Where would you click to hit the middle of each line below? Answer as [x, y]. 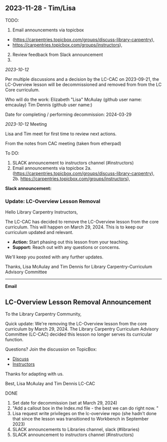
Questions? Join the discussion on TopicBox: [51, 349]
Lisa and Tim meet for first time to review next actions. [61, 134]
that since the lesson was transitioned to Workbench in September [81, 419]
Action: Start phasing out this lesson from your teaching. [71, 242]
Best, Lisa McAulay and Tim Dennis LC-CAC [50, 383]
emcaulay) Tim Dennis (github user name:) [49, 105]
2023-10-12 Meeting [26, 124]
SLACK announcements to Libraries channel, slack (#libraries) [76, 429]
